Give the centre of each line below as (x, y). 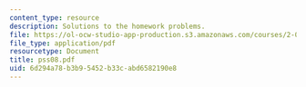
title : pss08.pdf (42, 60)
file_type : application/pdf (63, 43)
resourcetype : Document (55, 52)
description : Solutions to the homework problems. (107, 26)
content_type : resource (55, 18)
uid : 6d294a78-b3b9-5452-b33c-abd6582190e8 (93, 69)
